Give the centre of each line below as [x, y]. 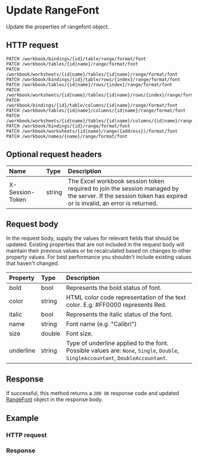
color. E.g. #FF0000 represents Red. [116, 305]
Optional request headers [54, 154]
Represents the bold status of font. [114, 288]
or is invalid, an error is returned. [113, 203]
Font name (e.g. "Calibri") [101, 324]
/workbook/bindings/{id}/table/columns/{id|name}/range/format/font [92, 105]
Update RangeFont [53, 10]
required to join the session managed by [123, 188]
